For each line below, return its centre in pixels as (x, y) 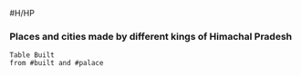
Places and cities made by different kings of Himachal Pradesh (151, 36)
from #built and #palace (57, 63)
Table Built (32, 55)
